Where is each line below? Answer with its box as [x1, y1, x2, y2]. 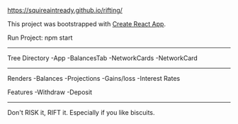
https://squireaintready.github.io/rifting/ [7, 6, 123, 14]
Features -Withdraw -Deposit [7, 88, 93, 96]
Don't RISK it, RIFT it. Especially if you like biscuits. [7, 108, 155, 116]
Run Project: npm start [7, 33, 73, 42]
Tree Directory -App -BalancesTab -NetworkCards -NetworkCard [7, 54, 198, 62]
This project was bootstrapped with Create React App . [7, 20, 166, 28]
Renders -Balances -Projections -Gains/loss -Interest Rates [7, 74, 181, 82]
